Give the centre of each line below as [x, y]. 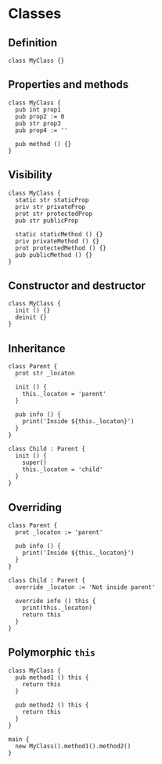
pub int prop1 [38, 110]
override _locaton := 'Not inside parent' [85, 587]
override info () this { [56, 601]
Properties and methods [68, 84]
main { [19, 739]
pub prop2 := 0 [40, 116]
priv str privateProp [50, 207]
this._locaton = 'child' [63, 470]
